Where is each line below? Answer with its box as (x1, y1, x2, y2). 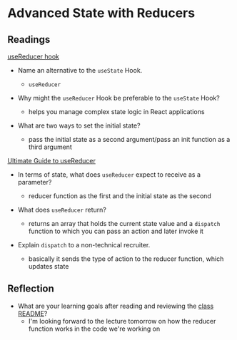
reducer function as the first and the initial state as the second (28, 192, 212, 200)
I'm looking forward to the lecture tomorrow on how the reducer (28, 316, 216, 325)
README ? (17, 309, 48, 318)
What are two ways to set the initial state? (17, 121, 141, 130)
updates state (28, 262, 69, 270)
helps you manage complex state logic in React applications (28, 108, 205, 115)
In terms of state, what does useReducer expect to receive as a (17, 170, 201, 179)
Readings (7, 34, 51, 46)
